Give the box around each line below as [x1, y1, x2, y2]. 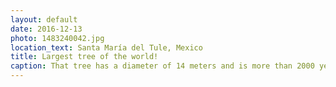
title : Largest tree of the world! [10, 52, 159, 62]
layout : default [10, 14, 78, 25]
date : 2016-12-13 [10, 24, 83, 34]
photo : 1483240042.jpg [10, 33, 105, 43]
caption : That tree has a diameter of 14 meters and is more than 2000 [10, 61, 315, 71]
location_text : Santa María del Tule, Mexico [10, 42, 203, 53]
